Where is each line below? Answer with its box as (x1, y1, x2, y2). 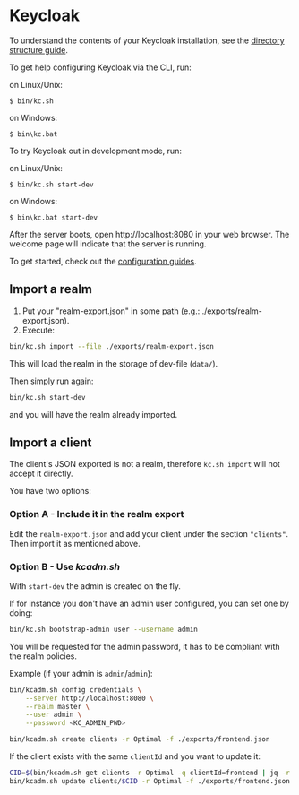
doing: (9, 607, 33, 618)
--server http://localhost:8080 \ (25, 694, 154, 703)
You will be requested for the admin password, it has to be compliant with (9, 641, 280, 652)
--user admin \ (25, 710, 82, 720)
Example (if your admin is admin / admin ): (9, 668, 154, 678)
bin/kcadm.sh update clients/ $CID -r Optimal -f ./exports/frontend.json (9, 776, 291, 785)
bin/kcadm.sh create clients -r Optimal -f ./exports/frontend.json (9, 735, 270, 744)
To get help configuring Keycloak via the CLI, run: (9, 62, 192, 73)
